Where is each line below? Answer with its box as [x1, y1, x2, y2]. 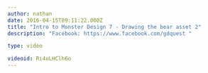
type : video [7, 43, 43, 50]
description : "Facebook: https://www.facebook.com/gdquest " [7, 29, 192, 37]
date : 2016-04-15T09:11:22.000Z [7, 17, 103, 24]
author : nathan [7, 10, 53, 18]
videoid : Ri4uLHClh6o [7, 55, 72, 62]
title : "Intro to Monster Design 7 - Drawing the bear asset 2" [7, 23, 202, 30]
